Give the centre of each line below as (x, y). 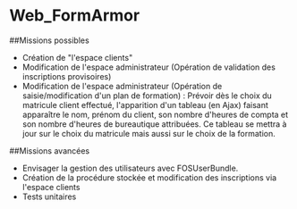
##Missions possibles (49, 40)
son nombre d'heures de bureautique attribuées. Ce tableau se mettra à (154, 124)
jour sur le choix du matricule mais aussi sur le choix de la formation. (148, 133)
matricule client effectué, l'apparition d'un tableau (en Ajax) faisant (145, 104)
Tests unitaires (49, 196)
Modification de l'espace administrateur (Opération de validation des (148, 67)
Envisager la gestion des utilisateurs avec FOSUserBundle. (130, 168)
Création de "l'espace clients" (77, 57)
